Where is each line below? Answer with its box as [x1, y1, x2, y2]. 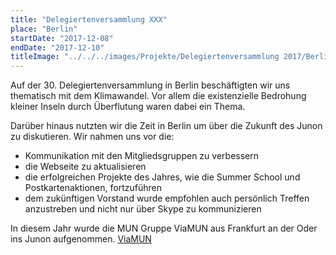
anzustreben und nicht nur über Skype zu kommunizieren [24, 203, 262, 215]
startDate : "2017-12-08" [10, 33, 114, 43]
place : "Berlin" [10, 24, 78, 34]
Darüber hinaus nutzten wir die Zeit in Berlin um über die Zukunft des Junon [10, 120, 323, 132]
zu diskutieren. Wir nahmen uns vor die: [10, 131, 175, 143]
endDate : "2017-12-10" [10, 42, 105, 53]
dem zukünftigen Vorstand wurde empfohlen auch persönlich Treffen [24, 192, 310, 205]
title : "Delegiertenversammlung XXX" [10, 14, 168, 25]
